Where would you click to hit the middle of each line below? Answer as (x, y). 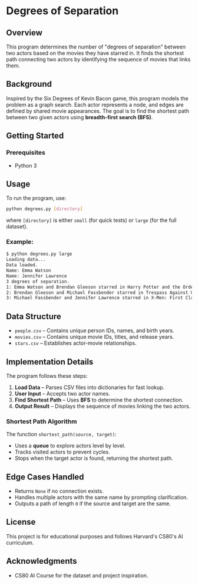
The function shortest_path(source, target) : (61, 434)
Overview (24, 33)
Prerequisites (26, 153)
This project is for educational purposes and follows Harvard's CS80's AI (95, 536)
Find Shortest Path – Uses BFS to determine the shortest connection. (99, 400)
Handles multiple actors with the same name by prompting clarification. (101, 498)
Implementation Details (50, 362)
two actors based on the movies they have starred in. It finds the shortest (95, 53)
